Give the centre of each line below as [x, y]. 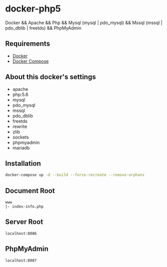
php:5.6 [20, 94]
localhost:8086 [21, 233]
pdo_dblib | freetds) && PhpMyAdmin [43, 28]
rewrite [20, 126]
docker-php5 [33, 9]
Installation [23, 163]
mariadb [21, 148]
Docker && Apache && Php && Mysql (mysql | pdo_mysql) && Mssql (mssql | [84, 23]
